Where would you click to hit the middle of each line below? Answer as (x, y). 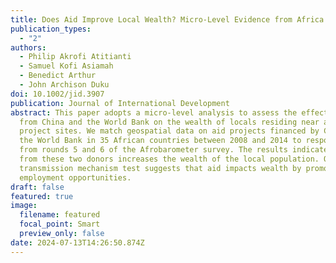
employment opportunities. (75, 177)
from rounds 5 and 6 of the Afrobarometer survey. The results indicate (174, 150)
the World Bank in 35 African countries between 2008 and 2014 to (160, 141)
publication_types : (51, 29)
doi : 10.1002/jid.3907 (57, 94)
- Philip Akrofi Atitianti (75, 57)
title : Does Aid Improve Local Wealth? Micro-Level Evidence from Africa (167, 19)
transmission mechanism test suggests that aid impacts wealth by (160, 168)
